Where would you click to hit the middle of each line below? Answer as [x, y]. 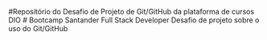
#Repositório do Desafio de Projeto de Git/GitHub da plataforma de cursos [131, 12]
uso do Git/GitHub [38, 28]
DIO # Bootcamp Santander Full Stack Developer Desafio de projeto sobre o [134, 20]
